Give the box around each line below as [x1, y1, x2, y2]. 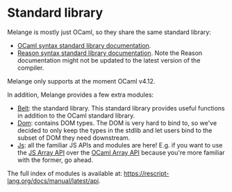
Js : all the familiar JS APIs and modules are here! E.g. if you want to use [17, 141, 223, 149]
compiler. [17, 63, 44, 72]
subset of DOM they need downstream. [17, 134, 131, 142]
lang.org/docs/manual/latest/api [7, 176, 99, 185]
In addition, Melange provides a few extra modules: [7, 90, 154, 99]
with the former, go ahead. [17, 155, 94, 164]
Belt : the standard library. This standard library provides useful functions [17, 104, 225, 112]
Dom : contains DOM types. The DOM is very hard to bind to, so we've [17, 118, 217, 127]
